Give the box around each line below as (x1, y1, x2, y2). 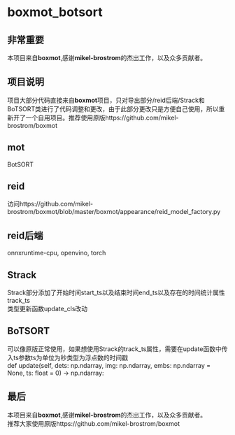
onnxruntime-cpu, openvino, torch (7, 249, 106, 257)
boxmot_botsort (7, 4, 103, 20)
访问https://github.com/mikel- (7, 200, 93, 208)
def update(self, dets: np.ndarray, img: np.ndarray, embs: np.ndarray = (7, 361, 211, 369)
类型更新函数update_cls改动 (7, 305, 88, 313)
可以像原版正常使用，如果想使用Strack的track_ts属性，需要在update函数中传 (7, 344, 228, 353)
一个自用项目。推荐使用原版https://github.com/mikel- (25, 113, 179, 122)
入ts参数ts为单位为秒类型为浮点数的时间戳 (7, 353, 128, 362)
